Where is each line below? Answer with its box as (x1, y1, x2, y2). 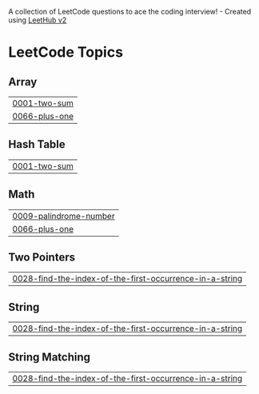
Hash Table (8, 137, 66, 151)
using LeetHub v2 (8, 15, 67, 25)
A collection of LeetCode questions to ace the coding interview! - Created (8, 7, 252, 16)
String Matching (8, 350, 90, 364)
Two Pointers (8, 251, 76, 265)
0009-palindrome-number (12, 210, 115, 221)
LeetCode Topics (8, 43, 124, 62)
